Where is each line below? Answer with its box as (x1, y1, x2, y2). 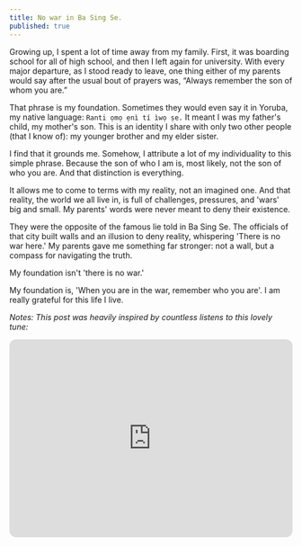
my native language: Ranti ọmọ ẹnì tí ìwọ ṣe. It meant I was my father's (9, 112, 281, 122)
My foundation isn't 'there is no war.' (9, 267, 145, 278)
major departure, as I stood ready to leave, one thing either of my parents (9, 65, 281, 76)
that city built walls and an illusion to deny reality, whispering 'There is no (9, 230, 281, 241)
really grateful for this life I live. (9, 294, 124, 305)
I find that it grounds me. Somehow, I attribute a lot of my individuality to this (9, 148, 292, 158)
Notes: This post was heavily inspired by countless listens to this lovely (9, 311, 272, 322)
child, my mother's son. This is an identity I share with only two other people (9, 121, 292, 131)
